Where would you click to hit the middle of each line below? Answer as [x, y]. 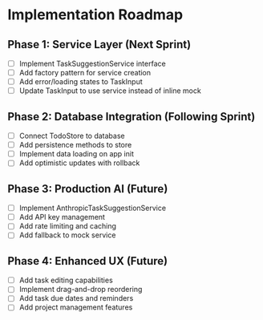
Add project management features [76, 307]
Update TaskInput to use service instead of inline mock [110, 91]
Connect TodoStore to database [72, 136]
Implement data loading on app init [76, 154]
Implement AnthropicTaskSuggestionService [92, 208]
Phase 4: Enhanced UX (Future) [88, 261]
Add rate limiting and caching [68, 226]
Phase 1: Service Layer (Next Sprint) [99, 45]
